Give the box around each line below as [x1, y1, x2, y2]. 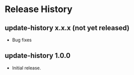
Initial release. [12, 64, 41, 71]
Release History [5, 4, 73, 15]
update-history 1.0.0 [5, 51, 71, 60]
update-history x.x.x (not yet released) [5, 24, 129, 32]
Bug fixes [12, 37, 32, 43]
